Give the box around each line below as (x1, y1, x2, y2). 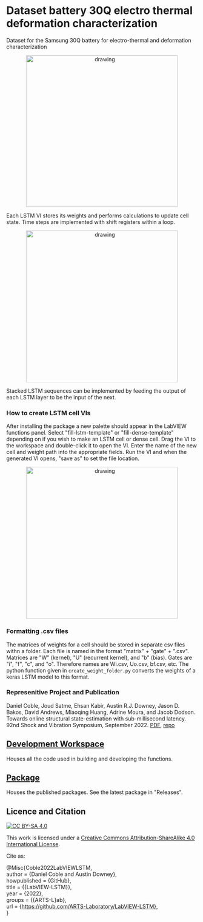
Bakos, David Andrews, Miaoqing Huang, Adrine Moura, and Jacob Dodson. (6, 708, 196, 716)
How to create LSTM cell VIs (6, 408, 91, 417)
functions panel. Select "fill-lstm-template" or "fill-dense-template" (6, 429, 174, 436)
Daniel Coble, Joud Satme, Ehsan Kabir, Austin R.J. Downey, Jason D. (6, 702, 180, 709)
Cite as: (6, 852, 25, 859)
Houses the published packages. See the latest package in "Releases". (6, 788, 183, 796)
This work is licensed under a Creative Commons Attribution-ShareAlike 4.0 (6, 834, 195, 841)
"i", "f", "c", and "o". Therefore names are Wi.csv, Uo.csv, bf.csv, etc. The (6, 660, 189, 668)
